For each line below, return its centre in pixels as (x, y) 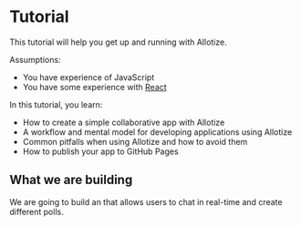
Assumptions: (35, 59)
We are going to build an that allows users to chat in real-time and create (146, 201)
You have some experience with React (94, 87)
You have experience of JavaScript (88, 77)
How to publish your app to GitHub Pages (101, 151)
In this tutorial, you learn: (56, 104)
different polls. (36, 211)
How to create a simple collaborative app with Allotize (124, 122)
